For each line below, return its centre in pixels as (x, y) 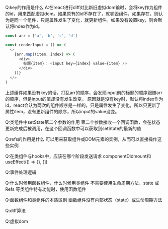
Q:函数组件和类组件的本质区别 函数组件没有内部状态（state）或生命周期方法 (84, 200)
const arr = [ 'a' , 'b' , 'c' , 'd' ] (41, 36)
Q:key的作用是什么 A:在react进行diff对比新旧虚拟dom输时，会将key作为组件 (84, 7)
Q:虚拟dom (17, 221)
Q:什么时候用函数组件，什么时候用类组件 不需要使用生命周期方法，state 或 (82, 183)
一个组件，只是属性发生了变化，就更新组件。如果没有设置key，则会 (88, 20)
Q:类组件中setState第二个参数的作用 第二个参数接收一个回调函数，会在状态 (83, 122)
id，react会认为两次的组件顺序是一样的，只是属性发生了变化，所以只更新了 (83, 105)
